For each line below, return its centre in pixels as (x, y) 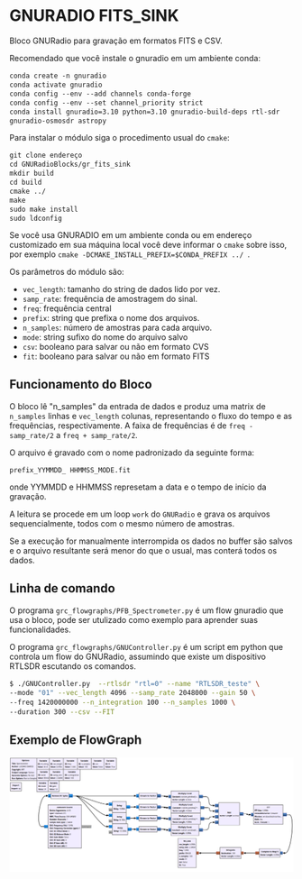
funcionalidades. (41, 629)
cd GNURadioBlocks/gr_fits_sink (70, 164)
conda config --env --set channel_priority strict (106, 103)
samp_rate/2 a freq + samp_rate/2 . (73, 435)
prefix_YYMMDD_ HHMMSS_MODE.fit (70, 470)
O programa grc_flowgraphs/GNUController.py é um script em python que (146, 646)
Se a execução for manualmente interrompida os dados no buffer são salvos (151, 541)
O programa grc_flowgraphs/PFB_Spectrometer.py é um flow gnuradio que (146, 610)
